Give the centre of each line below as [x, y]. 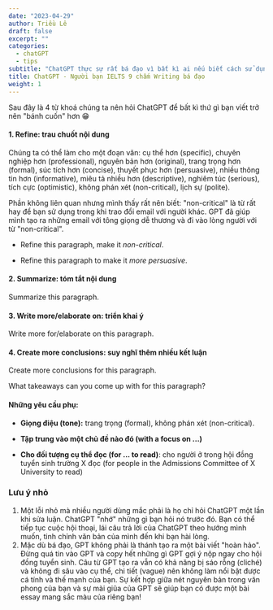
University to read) [51, 472]
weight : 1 [25, 84]
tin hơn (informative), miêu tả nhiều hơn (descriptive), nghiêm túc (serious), [134, 178]
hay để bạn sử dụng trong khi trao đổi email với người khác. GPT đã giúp [129, 211]
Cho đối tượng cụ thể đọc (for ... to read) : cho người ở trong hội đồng [136, 454]
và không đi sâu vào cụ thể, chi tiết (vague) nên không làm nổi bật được [140, 571]
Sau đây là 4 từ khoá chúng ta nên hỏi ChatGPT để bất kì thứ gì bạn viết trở [134, 107]
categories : [28, 46]
